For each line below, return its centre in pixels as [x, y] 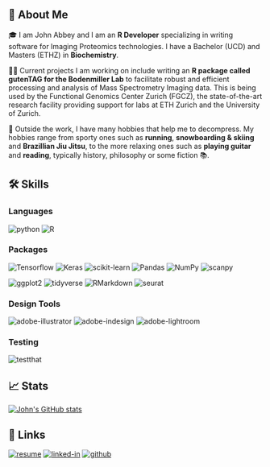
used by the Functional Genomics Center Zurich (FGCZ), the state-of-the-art [135, 96]
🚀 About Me [38, 15]
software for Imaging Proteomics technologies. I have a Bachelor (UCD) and [134, 46]
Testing [23, 342]
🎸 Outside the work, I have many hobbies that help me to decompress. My [131, 129]
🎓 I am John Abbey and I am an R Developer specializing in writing [121, 35]
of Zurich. [25, 113]
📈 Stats [29, 386]
